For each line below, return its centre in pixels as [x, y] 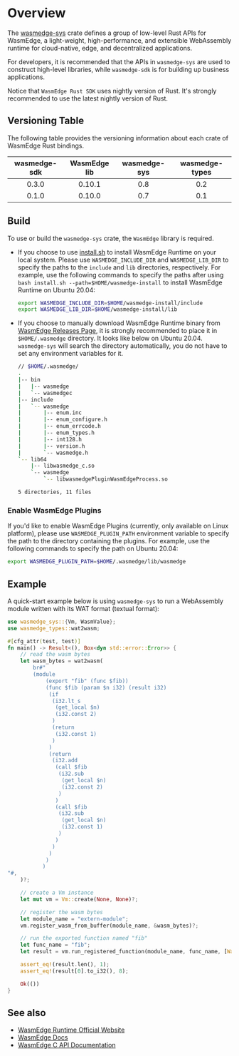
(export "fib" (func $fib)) [87, 681]
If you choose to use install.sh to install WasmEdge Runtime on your [117, 252]
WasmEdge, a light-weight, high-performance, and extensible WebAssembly [119, 40]
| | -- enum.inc [50, 413]
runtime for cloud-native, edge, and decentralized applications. [100, 48]
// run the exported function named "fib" [84, 938]
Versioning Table [46, 121]
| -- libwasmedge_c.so [63, 466]
